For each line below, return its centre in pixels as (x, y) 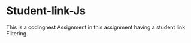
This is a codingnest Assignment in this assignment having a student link (96, 27)
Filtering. (17, 33)
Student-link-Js (46, 11)
